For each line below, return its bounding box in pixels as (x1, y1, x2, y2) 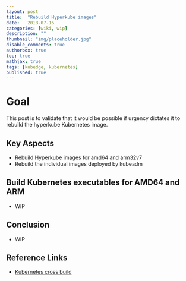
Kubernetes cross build (14, 269, 72, 276)
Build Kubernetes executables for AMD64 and (6, 178, 180, 188)
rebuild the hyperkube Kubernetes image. (6, 121, 108, 128)
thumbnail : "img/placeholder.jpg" (6, 36, 92, 42)
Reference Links (6, 253, 68, 263)
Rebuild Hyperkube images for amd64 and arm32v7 (14, 154, 143, 161)
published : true (6, 70, 46, 75)
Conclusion (6, 220, 50, 230)
